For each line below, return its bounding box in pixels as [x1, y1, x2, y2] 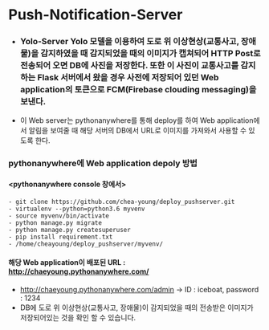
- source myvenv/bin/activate [8, 211, 110, 220]
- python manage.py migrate [8, 218, 103, 226]
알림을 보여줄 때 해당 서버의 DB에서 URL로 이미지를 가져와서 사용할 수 [28, 126, 247, 136]
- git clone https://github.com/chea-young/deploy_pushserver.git [8, 198, 235, 206]
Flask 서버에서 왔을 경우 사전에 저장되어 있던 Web [37, 72, 219, 84]
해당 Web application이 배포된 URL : [8, 258, 126, 267]
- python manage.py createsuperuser [8, 226, 131, 234]
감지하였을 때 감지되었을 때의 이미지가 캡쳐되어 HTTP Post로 [39, 48, 261, 59]
